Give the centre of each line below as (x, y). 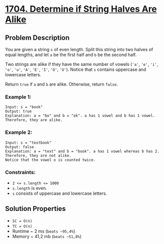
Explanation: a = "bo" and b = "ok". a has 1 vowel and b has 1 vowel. (80, 116)
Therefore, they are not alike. (38, 155)
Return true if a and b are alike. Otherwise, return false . (62, 84)
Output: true (18, 112)
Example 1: (18, 97)
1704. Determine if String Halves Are (81, 9)
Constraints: (20, 172)
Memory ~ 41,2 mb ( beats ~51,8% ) (47, 236)
